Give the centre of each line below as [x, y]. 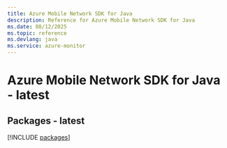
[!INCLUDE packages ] [39, 137]
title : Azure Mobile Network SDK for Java [70, 14]
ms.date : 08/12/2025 [37, 26]
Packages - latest [46, 121]
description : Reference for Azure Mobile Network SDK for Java [101, 20]
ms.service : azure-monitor [46, 46]
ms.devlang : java [32, 40]
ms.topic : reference [37, 33]
